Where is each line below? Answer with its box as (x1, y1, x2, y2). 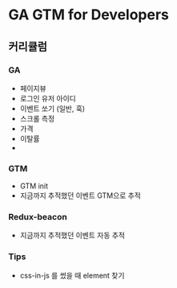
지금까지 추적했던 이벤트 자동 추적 (19, 231, 126, 241)
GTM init (19, 181, 49, 191)
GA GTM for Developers (8, 6, 170, 24)
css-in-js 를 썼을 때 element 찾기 (19, 270, 125, 280)
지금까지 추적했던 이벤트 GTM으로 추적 (19, 191, 142, 200)
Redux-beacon (8, 212, 68, 223)
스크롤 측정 (19, 113, 55, 123)
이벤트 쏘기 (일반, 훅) (19, 103, 86, 113)
